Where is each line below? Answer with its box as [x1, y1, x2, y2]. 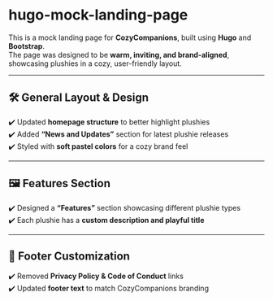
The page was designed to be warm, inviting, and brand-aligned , [8, 50, 230, 59]
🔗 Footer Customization [8, 249, 130, 263]
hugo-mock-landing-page [8, 6, 188, 24]
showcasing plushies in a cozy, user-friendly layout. [8, 59, 183, 68]
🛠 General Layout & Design [8, 91, 149, 105]
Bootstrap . [8, 41, 45, 50]
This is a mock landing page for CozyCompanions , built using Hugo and [8, 33, 252, 42]
